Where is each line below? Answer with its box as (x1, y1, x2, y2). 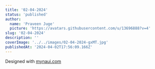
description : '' (5, 35, 39, 40)
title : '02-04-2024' (5, 7, 48, 12)
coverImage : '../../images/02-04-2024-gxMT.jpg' (5, 40, 108, 45)
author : (5, 16, 21, 21)
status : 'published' (5, 12, 48, 17)
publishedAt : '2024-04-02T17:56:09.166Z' (5, 44, 93, 49)
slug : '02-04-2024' (5, 30, 46, 35)
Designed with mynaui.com (5, 58, 61, 64)
